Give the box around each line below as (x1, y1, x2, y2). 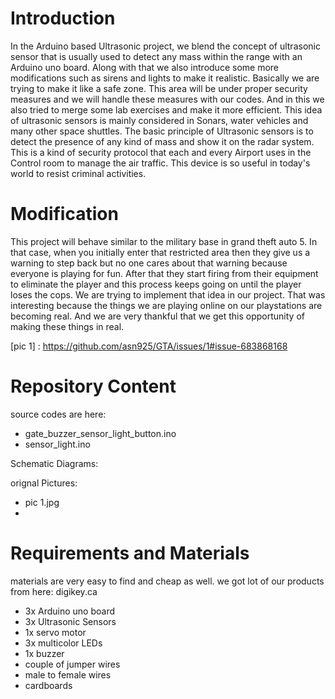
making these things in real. (10, 320, 125, 332)
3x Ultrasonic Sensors (24, 615, 117, 627)
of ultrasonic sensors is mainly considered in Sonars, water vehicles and (10, 114, 309, 126)
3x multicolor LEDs (24, 637, 103, 649)
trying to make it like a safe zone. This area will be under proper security (10, 82, 308, 94)
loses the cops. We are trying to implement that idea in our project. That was (10, 288, 326, 301)
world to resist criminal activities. (10, 167, 147, 179)
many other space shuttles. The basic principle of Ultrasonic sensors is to (10, 125, 314, 137)
